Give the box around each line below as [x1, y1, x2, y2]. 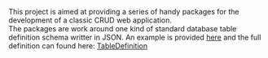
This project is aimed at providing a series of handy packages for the [8, 7, 239, 16]
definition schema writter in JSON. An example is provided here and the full [8, 32, 261, 42]
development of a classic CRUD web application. [8, 15, 173, 25]
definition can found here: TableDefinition [8, 41, 148, 51]
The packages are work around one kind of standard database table [8, 24, 237, 33]
